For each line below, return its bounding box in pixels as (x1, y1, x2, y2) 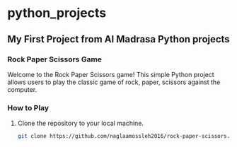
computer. (7, 85, 37, 93)
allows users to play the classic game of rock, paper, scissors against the (7, 78, 221, 86)
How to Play (7, 102, 50, 112)
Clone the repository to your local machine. (17, 119, 144, 128)
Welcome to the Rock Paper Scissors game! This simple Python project (7, 70, 214, 78)
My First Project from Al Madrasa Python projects (7, 33, 230, 45)
